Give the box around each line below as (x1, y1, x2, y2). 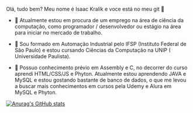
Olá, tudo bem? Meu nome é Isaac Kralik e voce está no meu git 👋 (6, 6, 165, 12)
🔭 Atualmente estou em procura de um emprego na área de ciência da (14, 17, 184, 23)
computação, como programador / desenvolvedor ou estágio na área (14, 23, 181, 30)
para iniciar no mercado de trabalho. (14, 29, 102, 36)
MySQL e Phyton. (14, 89, 57, 96)
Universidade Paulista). (14, 53, 71, 59)
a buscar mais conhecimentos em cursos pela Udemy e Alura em (14, 83, 172, 90)
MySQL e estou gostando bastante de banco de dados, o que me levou (14, 76, 187, 83)
